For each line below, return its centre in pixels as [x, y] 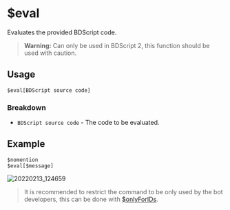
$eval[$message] [30, 166]
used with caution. [50, 53]
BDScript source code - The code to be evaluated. [88, 123]
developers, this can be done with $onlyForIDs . [91, 199]
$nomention [23, 160]
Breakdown [27, 107]
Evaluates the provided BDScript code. [62, 32]
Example [26, 144]
